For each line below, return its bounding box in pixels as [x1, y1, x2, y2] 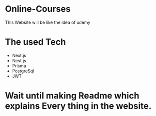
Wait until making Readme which [5, 90, 140, 101]
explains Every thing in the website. [5, 100, 152, 112]
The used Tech [5, 36, 66, 48]
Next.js [12, 52, 27, 58]
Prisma [12, 63, 27, 68]
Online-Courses [5, 3, 71, 15]
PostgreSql [12, 68, 34, 74]
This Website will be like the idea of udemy [5, 19, 91, 25]
